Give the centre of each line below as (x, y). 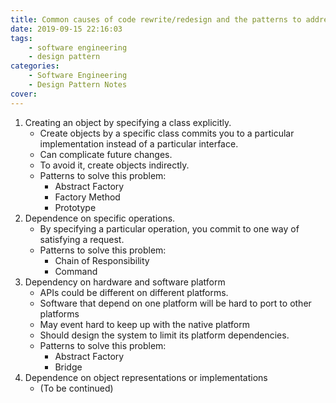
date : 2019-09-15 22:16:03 (66, 29)
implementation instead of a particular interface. (139, 143)
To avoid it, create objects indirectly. (114, 165)
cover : (24, 94)
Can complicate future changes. (106, 154)
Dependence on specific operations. (100, 218)
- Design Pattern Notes (78, 85)
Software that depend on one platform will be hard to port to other (175, 303)
